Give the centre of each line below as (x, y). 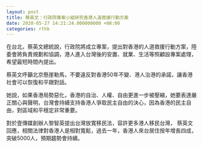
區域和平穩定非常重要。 (51, 110)
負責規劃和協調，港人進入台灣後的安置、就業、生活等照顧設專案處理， (109, 54)
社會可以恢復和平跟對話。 (38, 82)
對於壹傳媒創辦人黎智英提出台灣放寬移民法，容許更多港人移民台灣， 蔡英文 (100, 123)
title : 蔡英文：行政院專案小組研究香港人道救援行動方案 (67, 18)
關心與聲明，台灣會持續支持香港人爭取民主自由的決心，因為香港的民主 (98, 103)
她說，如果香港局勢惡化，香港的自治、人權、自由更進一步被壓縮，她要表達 (99, 95)
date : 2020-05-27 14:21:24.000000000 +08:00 (63, 23)
